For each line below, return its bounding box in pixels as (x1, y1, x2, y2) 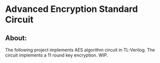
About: (5, 34, 27, 42)
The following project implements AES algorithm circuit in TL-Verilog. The (5, 47, 155, 53)
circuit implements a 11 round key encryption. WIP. (5, 52, 108, 58)
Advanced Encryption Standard (5, 3, 138, 15)
